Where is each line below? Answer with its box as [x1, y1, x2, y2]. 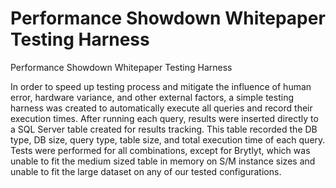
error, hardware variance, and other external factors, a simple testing [10, 91, 294, 103]
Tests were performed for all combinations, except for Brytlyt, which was [10, 144, 311, 156]
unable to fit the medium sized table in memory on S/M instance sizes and [10, 155, 316, 167]
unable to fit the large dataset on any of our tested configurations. [10, 165, 282, 177]
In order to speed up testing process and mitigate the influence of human [10, 80, 312, 92]
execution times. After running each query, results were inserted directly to [10, 112, 319, 124]
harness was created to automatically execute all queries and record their [10, 102, 313, 114]
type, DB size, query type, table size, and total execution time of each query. [10, 133, 326, 146]
